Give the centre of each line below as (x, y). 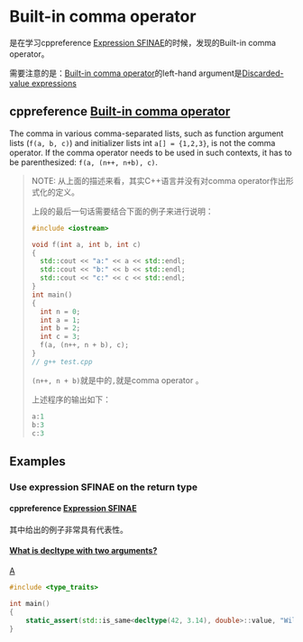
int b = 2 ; (60, 328)
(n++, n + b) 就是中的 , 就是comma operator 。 (117, 380)
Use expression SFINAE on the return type (104, 487)
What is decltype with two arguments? (83, 551)
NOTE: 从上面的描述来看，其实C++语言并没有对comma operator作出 (158, 180)
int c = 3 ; (60, 337)
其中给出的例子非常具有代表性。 (69, 529)
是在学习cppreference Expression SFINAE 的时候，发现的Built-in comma (143, 42)
